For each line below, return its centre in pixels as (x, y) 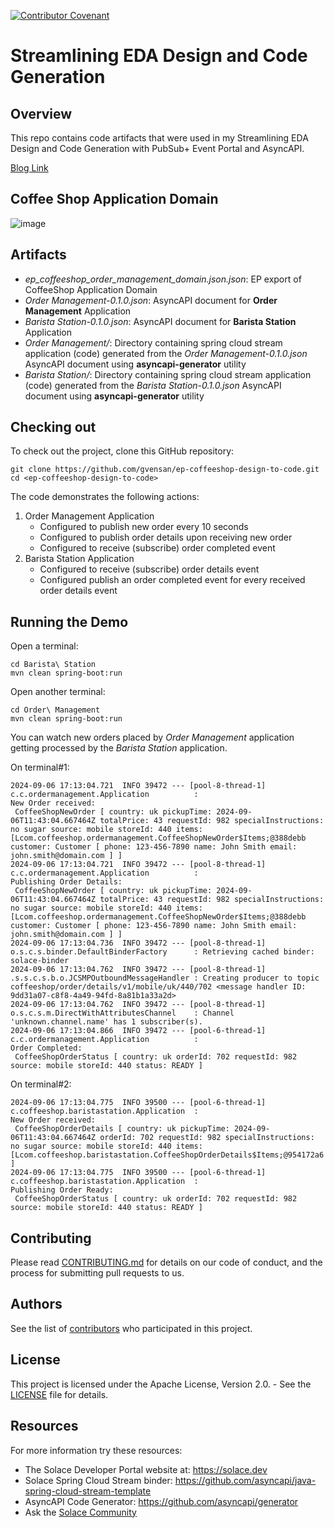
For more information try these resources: (96, 1450)
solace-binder (40, 961)
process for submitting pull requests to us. (97, 1273)
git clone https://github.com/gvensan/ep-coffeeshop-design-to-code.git (165, 470)
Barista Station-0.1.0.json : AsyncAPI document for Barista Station (160, 321)
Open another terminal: (58, 692)
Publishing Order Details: (66, 882)
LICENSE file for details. (59, 1394)
